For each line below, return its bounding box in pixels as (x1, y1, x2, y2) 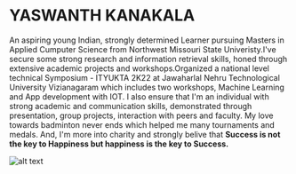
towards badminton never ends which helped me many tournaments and (9, 119, 276, 130)
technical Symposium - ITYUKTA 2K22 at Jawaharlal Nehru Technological (9, 72, 280, 83)
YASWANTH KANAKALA (9, 5, 196, 26)
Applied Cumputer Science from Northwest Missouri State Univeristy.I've (9, 43, 277, 54)
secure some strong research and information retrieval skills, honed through (9, 53, 288, 64)
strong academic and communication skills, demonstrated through (9, 100, 252, 111)
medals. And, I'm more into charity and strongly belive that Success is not (9, 129, 281, 139)
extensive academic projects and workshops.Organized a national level (9, 63, 269, 74)
